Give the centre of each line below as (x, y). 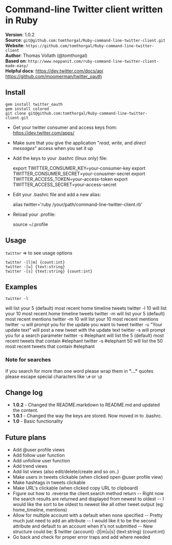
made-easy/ (17, 66)
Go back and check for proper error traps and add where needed (81, 537)
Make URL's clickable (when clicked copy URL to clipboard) (76, 488)
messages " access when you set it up (53, 148)
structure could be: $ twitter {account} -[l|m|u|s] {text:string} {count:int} (89, 532)
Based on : (16, 61)
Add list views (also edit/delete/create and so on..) (66, 472)
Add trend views (30, 466)
